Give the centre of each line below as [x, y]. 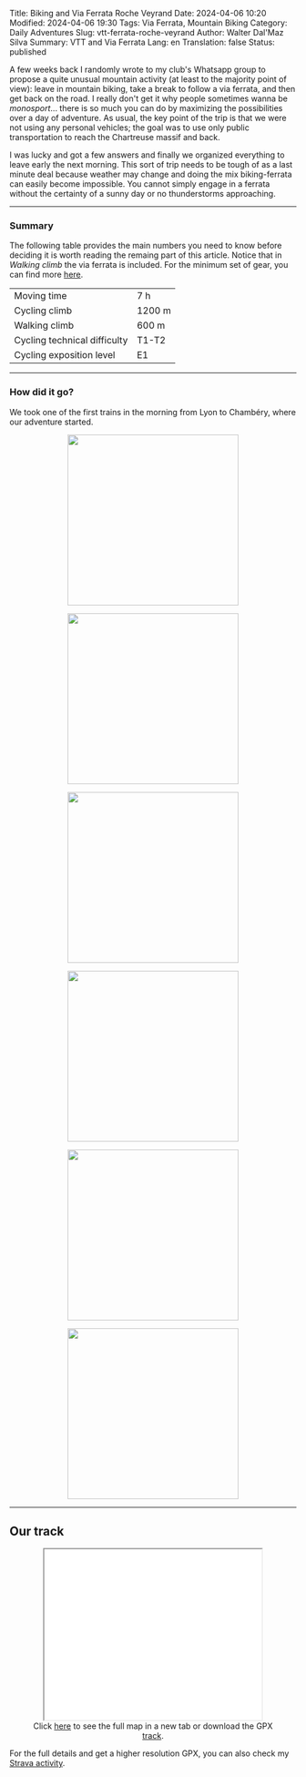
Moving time [41, 296]
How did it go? [42, 393]
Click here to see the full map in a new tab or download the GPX [153, 1726]
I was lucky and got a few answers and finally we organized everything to [147, 155]
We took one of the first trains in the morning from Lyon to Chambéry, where [153, 412]
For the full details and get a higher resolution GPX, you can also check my [149, 1753]
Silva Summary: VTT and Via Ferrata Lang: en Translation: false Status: [142, 42]
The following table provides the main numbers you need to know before [146, 246]
